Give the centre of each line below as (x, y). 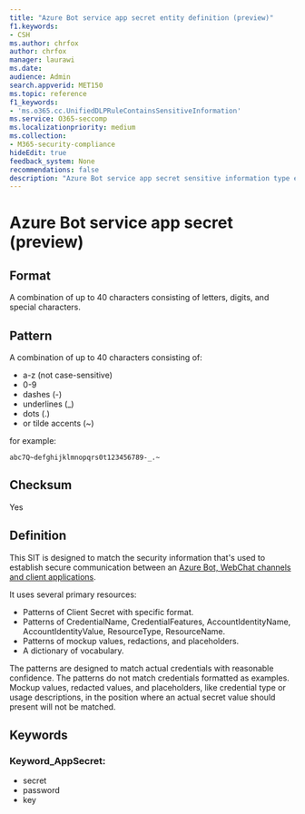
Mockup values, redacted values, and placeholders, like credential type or (148, 687)
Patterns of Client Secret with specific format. (108, 612)
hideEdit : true (38, 152)
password (41, 790)
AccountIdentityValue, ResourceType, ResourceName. (124, 631)
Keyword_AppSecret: (58, 761)
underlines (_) (48, 404)
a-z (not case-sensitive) (68, 375)
